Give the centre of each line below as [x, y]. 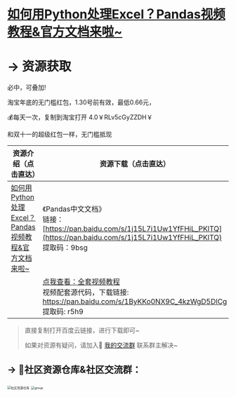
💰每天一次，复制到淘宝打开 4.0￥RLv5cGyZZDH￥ [80, 117]
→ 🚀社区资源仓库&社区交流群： [74, 369]
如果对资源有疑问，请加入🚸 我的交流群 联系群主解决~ [101, 345]
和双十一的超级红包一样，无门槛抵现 [60, 135]
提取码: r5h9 [63, 311]
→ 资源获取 [39, 67]
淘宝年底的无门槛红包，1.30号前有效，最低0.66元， [81, 102]
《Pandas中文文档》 [74, 209]
